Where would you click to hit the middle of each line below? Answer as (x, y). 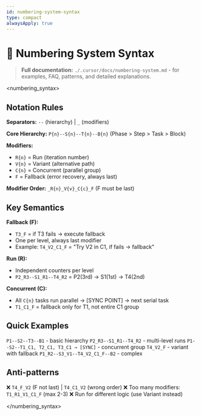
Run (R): (17, 258)
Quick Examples (38, 326)
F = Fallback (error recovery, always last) (66, 177)
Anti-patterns (33, 373)
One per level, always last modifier (58, 240)
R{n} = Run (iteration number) (52, 157)
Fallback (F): (22, 222)
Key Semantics (36, 207)
